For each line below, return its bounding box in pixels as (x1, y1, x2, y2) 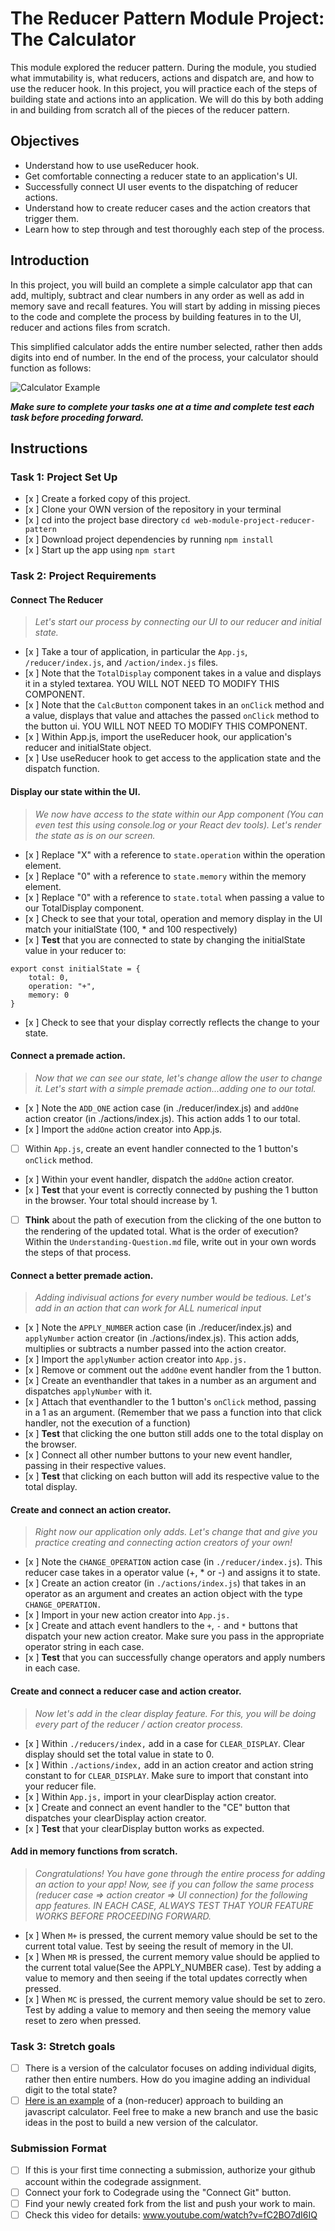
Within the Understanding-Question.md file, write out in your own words (24, 1235, 317, 1247)
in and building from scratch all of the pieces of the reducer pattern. (10, 103, 290, 116)
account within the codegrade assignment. (24, 2175, 202, 2187)
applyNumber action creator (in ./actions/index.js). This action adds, (24, 1332, 300, 1344)
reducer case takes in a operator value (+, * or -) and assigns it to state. (24, 1567, 321, 1579)
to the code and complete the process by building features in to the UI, (10, 310, 302, 322)
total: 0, (28, 972, 70, 982)
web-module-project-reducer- (194, 516, 316, 526)
